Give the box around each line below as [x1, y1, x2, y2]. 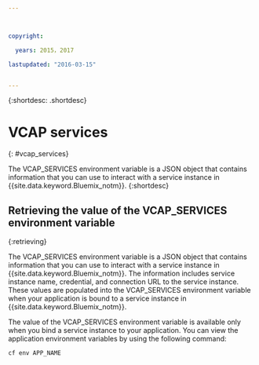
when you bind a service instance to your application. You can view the [8, 326, 239, 335]
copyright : [8, 32, 44, 40]
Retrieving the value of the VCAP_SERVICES [8, 203, 228, 217]
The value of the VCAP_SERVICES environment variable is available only [8, 317, 242, 327]
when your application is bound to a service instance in [8, 294, 187, 303]
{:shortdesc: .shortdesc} [8, 96, 88, 105]
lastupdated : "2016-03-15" [8, 60, 97, 68]
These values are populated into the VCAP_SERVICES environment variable [8, 286, 251, 295]
